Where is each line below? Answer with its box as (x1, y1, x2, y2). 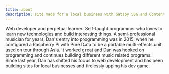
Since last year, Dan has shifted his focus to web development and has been (5, 57, 163, 63)
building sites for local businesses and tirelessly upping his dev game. (5, 63, 150, 69)
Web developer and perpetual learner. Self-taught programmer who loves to (5, 25, 163, 31)
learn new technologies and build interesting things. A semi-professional (5, 31, 155, 37)
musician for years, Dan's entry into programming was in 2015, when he (5, 36, 154, 42)
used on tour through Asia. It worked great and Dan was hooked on (5, 47, 145, 53)
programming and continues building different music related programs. (5, 52, 152, 58)
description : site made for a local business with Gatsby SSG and (5, 12, 147, 17)
